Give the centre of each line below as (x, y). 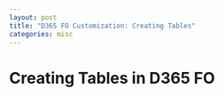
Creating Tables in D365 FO (112, 78)
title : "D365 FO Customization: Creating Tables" (103, 26)
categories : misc (41, 34)
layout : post (33, 17)
